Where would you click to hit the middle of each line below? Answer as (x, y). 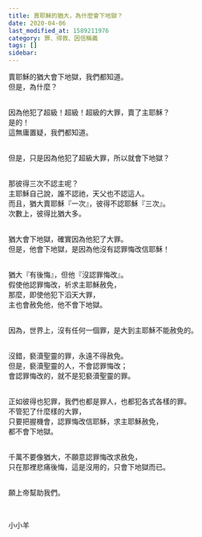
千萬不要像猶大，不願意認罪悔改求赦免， (75, 457)
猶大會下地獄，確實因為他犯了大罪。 (68, 239)
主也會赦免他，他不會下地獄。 (57, 305)
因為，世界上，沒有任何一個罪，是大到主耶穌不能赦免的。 (103, 330)
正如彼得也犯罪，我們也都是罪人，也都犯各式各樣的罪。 (99, 401)
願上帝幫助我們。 (36, 493)
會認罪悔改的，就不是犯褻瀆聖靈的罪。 (71, 376)
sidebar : (23, 53)
